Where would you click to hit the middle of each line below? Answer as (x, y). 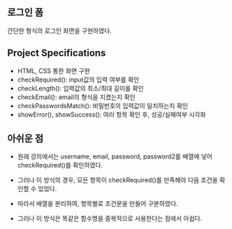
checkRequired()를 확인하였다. (60, 165)
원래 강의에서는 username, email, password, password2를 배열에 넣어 (115, 156)
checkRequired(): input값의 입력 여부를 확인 (78, 80)
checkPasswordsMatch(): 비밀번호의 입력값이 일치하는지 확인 (103, 105)
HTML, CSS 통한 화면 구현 (54, 71)
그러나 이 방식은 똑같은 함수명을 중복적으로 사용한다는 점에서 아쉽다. (110, 219)
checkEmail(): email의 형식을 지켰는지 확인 (77, 97)
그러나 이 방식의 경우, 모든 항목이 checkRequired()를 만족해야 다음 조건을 (117, 180)
